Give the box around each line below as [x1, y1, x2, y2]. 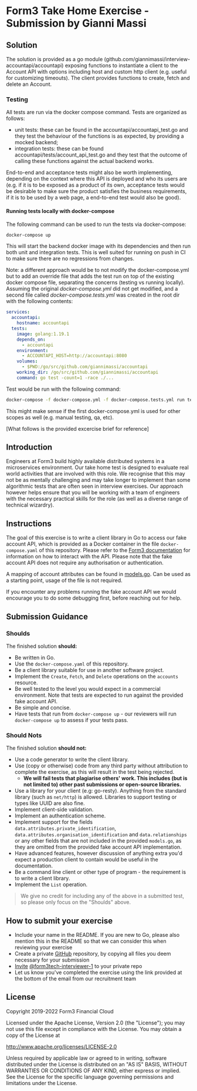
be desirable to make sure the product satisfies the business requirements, [6, 188, 187, 195]
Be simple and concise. [14, 704, 72, 711]
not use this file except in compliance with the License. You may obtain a [6, 1025, 182, 1032]
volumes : [16, 358, 38, 364]
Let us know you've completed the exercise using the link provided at [14, 969, 182, 976]
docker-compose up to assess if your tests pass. [14, 716, 128, 723]
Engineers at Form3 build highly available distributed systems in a [6, 458, 165, 465]
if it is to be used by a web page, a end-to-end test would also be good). [6, 194, 181, 201]
